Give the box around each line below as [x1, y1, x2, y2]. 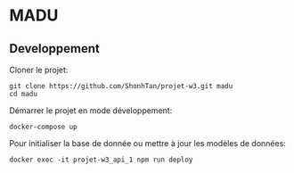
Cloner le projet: [9, 64, 69, 75]
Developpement [9, 41, 101, 56]
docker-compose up [9, 122, 78, 131]
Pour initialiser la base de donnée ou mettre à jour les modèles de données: [9, 138, 287, 148]
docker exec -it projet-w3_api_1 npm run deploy [9, 155, 193, 164]
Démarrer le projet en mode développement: [9, 105, 173, 116]
